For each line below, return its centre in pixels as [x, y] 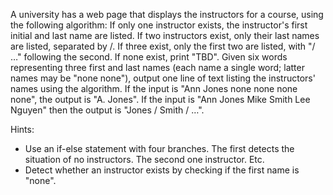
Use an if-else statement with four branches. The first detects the [159, 148]
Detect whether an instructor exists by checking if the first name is [162, 170]
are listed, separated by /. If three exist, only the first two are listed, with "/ [163, 46]
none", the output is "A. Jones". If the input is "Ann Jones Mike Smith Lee [160, 99]
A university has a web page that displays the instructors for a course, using [167, 14]
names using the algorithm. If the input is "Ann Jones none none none [154, 88]
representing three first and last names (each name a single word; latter [157, 67]
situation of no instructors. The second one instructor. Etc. [144, 159]
